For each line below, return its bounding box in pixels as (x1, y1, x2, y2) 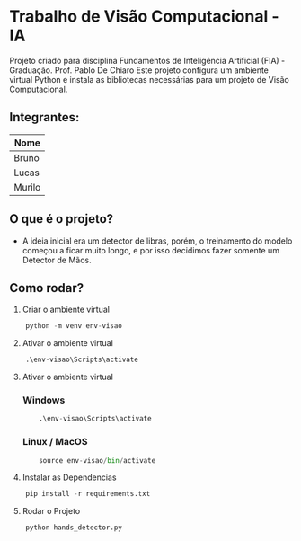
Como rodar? (9, 280, 84, 296)
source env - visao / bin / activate (39, 456, 156, 465)
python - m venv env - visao (25, 322, 123, 331)
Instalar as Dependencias (22, 472, 117, 483)
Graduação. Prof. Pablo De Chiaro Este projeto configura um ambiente (9, 65, 270, 75)
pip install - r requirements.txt (25, 490, 151, 499)
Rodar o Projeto (22, 506, 81, 517)
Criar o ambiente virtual (22, 304, 111, 315)
